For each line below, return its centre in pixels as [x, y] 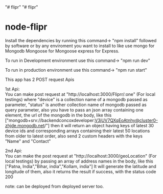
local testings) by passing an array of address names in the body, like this [79, 161]
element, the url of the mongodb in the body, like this [58, 115]
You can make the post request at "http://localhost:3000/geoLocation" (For [81, 156]
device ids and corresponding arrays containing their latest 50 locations [78, 131]
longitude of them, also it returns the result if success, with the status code [81, 171]
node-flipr [26, 27]
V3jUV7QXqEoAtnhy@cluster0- [126, 120]
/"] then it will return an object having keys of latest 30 [99, 125]
